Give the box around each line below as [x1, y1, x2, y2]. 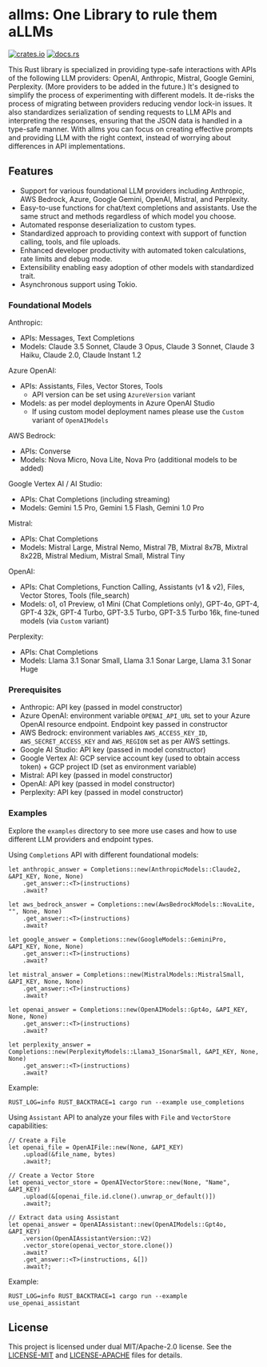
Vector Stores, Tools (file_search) [19, 591, 130, 600]
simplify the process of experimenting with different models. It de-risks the [8, 90, 255, 99]
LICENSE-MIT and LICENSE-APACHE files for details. [8, 1350, 182, 1360]
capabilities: [8, 1120, 48, 1131]
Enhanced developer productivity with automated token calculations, [19, 245, 246, 255]
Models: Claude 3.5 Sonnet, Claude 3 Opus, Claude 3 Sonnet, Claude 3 [19, 342, 255, 352]
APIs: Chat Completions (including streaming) [19, 494, 170, 504]
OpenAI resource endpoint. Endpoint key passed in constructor [19, 720, 228, 729]
